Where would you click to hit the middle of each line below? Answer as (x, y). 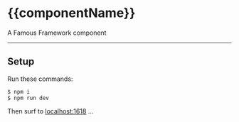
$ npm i (19, 91)
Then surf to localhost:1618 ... (51, 111)
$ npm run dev (28, 98)
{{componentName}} (71, 13)
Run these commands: (40, 79)
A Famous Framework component (57, 33)
